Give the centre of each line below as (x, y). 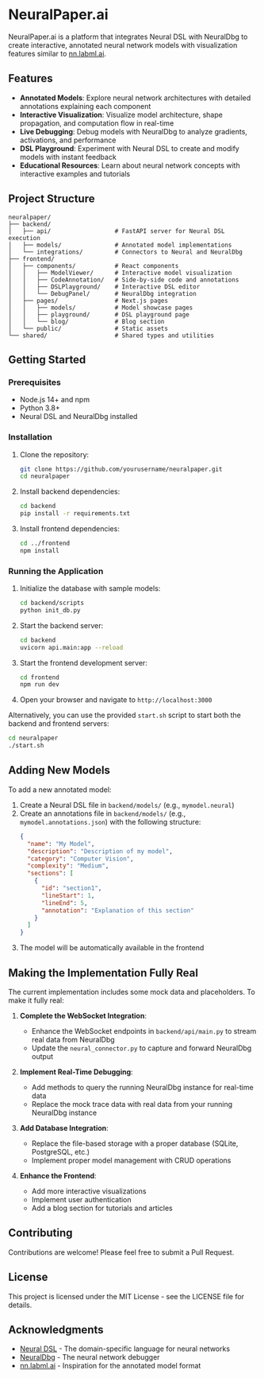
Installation (31, 437)
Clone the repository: (54, 454)
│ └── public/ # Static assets (88, 328)
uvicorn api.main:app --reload (71, 647)
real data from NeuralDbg (73, 1039)
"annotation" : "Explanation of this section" (117, 910)
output (42, 1056)
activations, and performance (68, 140)
